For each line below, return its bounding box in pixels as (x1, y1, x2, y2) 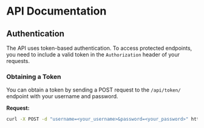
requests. (6, 58, 30, 64)
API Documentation (6, 4, 107, 18)
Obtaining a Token (6, 72, 62, 81)
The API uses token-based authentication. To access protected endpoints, (6, 44, 192, 52)
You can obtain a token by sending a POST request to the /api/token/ (6, 86, 181, 93)
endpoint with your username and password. (6, 93, 118, 100)
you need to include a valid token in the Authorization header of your (6, 51, 180, 58)
